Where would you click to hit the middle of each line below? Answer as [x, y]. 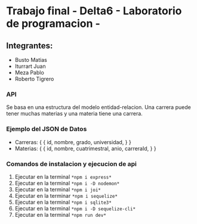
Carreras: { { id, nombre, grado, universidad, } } [73, 142]
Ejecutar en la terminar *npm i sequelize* [66, 195]
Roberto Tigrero [34, 79]
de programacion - [53, 24]
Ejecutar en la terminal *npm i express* [63, 176]
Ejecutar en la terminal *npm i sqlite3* [63, 202]
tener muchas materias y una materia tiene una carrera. [75, 114]
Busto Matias [31, 60]
